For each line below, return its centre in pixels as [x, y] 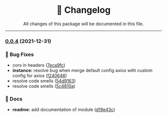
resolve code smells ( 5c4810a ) [44, 86]
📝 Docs [14, 99]
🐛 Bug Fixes [19, 54]
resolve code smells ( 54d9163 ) [44, 81]
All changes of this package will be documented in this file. [83, 24]
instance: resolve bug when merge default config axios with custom [82, 71]
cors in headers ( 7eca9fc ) [39, 65]
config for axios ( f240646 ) [40, 76]
